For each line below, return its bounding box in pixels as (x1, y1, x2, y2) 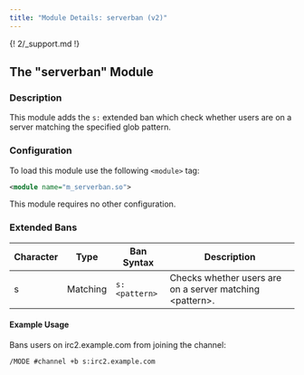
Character (14, 250, 59, 263)
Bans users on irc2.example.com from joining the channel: (9, 339, 226, 350)
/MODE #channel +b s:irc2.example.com (9, 357, 156, 366)
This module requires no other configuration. (9, 198, 176, 209)
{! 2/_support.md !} (9, 38, 80, 49)
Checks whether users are (169, 271, 282, 284)
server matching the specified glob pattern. (9, 121, 172, 132)
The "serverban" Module (9, 64, 154, 80)
